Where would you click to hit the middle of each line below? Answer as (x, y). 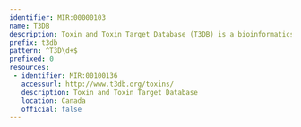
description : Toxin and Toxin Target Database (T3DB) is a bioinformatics (152, 34)
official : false (52, 109)
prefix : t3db (34, 42)
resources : (30, 68)
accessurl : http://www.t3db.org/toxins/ (98, 84)
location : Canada (54, 101)
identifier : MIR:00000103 (57, 17)
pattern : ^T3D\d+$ (43, 51)
